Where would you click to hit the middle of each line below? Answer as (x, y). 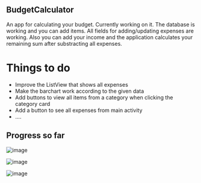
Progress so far (36, 136)
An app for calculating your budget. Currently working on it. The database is (101, 24)
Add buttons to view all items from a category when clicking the (94, 97)
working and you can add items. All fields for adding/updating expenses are (100, 31)
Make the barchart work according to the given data (79, 91)
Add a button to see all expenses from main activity (79, 110)
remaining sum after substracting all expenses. (64, 43)
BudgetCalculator (40, 10)
